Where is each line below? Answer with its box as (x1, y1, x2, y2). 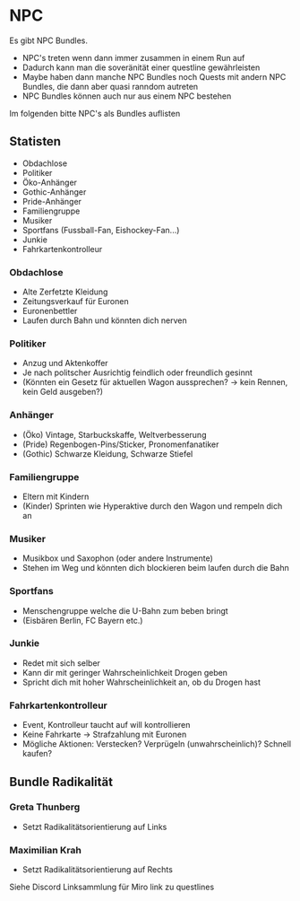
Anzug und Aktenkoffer (21, 358, 109, 369)
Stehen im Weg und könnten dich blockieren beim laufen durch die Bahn (21, 563, 289, 573)
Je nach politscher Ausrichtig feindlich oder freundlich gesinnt (21, 367, 253, 378)
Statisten (9, 134, 61, 149)
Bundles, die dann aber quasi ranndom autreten (21, 81, 199, 92)
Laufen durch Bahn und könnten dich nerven (21, 315, 187, 326)
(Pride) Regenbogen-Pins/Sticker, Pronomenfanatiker (21, 439, 219, 450)
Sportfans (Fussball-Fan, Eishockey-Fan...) (21, 224, 180, 235)
